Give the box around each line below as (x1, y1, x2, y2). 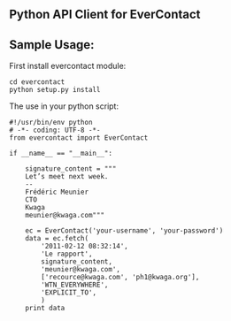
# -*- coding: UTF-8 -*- (9, 126, 101, 135)
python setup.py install (9, 86, 101, 95)
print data (25, 304, 65, 313)
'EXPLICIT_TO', (41, 288, 97, 297)
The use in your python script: (9, 101, 119, 111)
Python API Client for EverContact (9, 7, 201, 22)
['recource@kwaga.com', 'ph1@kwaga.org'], (41, 273, 200, 282)
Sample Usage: (9, 37, 95, 52)
